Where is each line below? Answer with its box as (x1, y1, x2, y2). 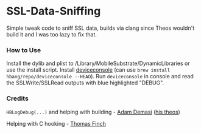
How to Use (6, 46, 41, 54)
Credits (6, 94, 29, 103)
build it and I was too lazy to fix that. (6, 30, 97, 38)
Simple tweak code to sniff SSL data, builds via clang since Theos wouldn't (6, 24, 195, 32)
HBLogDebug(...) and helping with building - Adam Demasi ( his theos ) (6, 108, 181, 115)
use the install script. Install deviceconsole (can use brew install (6, 66, 171, 73)
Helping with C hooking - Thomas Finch (6, 120, 107, 127)
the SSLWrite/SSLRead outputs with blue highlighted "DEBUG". (6, 79, 164, 86)
